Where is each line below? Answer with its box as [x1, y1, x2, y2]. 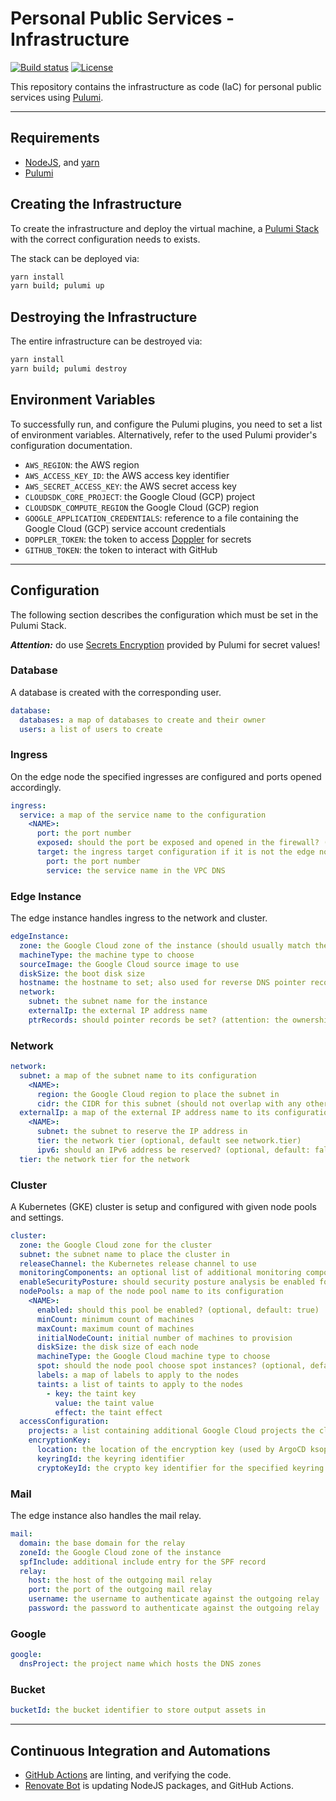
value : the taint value [54, 1398, 155, 1408]
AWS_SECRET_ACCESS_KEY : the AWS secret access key [24, 480, 237, 492]
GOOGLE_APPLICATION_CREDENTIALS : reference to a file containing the [24, 512, 299, 524]
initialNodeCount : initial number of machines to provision [36, 1333, 293, 1343]
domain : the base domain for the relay [19, 1538, 186, 1548]
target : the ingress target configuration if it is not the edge [36, 847, 315, 857]
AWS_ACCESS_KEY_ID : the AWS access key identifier [24, 469, 230, 481]
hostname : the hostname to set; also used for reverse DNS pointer [19, 978, 307, 988]
